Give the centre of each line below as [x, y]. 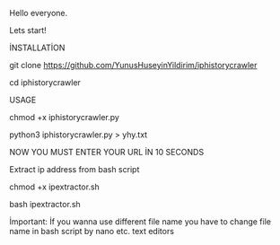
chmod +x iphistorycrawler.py [64, 117]
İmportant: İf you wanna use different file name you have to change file [140, 222]
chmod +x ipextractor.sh [55, 187]
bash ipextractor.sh [45, 204]
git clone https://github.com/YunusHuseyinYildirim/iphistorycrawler [133, 65]
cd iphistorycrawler [45, 83]
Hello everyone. [39, 13]
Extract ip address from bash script [74, 169]
